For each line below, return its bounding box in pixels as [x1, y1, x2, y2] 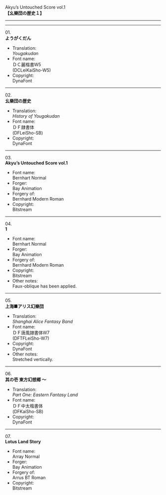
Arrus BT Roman [12, 475, 46, 481]
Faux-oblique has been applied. [12, 283, 77, 289]
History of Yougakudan [12, 113, 60, 119]
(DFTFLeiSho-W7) [12, 335, 49, 341]
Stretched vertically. [12, 356, 53, 362]
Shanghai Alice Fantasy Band [12, 319, 73, 324]
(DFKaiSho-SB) [12, 409, 43, 414]
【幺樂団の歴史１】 [5, 10, 44, 16]
